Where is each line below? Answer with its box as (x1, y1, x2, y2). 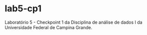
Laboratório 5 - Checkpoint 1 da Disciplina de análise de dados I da (4, 19, 143, 25)
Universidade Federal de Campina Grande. (4, 24, 92, 30)
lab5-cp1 (4, 3, 42, 14)
